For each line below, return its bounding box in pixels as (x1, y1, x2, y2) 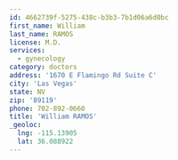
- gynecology (17, 54, 66, 63)
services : (9, 46, 46, 55)
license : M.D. (9, 37, 62, 47)
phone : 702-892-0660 (9, 104, 86, 113)
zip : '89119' (9, 95, 58, 105)
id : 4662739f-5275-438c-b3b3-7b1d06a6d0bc (9, 12, 169, 22)
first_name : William (9, 21, 86, 30)
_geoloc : (9, 121, 42, 130)
